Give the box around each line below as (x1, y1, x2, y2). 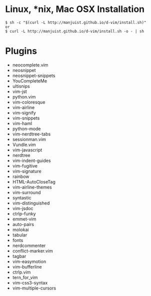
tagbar (12, 253, 26, 259)
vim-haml (12, 120, 32, 126)
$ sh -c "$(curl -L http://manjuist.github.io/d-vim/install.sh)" (5, 20, 146, 25)
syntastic (12, 194, 31, 200)
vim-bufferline (12, 263, 42, 269)
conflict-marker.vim (12, 247, 53, 253)
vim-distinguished (12, 200, 50, 206)
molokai (12, 226, 29, 232)
